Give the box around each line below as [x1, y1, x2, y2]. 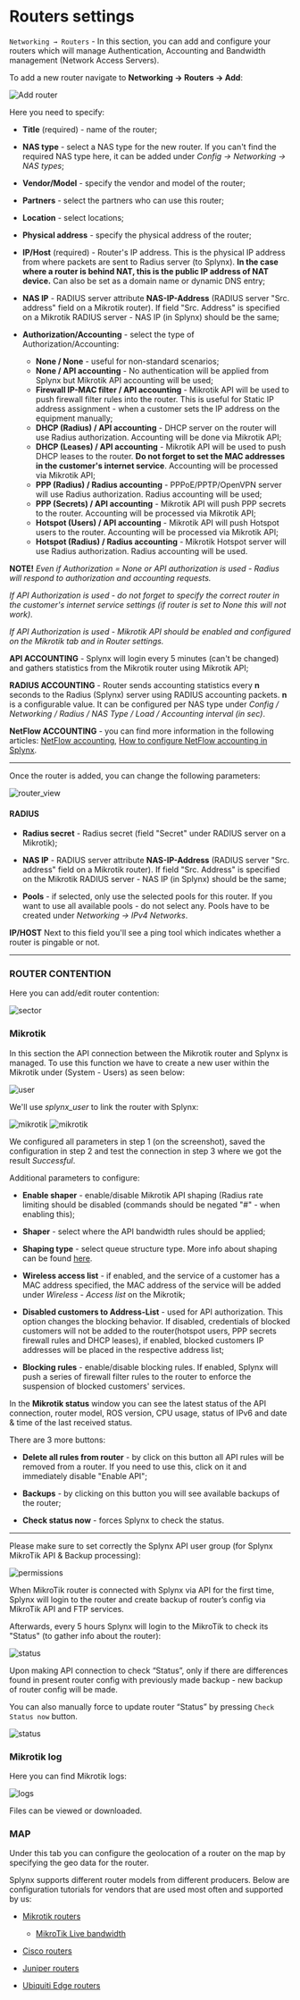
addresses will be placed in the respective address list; [21, 1344, 225, 1355]
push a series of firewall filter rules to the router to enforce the [21, 1371, 252, 1382]
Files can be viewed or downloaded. [9, 1805, 143, 1816]
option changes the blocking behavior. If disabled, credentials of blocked [21, 1315, 291, 1326]
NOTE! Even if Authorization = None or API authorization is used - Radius [9, 563, 279, 574]
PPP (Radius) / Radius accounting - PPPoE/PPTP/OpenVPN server [35, 479, 283, 490]
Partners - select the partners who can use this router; [21, 195, 225, 206]
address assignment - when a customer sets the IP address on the [35, 403, 280, 414]
